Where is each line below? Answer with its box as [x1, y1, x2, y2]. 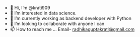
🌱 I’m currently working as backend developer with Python [10, 15, 132, 21]
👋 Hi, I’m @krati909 [10, 5, 50, 10]
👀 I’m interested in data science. [10, 10, 77, 16]
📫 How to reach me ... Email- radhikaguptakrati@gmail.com [10, 26, 135, 32]
